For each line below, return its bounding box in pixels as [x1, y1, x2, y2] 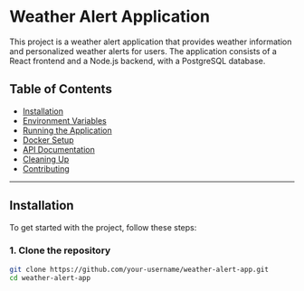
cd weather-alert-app [9, 273, 91, 282]
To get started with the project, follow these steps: [9, 221, 197, 232]
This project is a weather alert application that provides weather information [9, 36, 292, 47]
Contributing [22, 163, 70, 174]
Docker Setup [22, 134, 74, 145]
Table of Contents [9, 81, 113, 97]
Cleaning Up [22, 154, 70, 164]
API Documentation [22, 144, 95, 155]
